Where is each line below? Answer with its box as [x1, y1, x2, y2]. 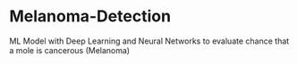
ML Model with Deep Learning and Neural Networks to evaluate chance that [9, 36, 290, 46]
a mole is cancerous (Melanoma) [9, 44, 131, 55]
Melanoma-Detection [9, 6, 172, 27]
